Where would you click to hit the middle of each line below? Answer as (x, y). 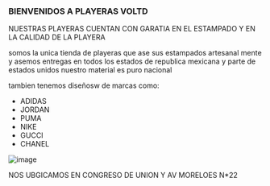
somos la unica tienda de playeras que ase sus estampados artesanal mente (135, 53)
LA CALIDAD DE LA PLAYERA (57, 37)
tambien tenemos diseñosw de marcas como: (84, 85)
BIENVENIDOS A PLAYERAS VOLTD (78, 11)
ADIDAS (33, 101)
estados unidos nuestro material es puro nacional (90, 70)
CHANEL (35, 144)
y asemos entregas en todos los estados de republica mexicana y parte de (132, 61)
